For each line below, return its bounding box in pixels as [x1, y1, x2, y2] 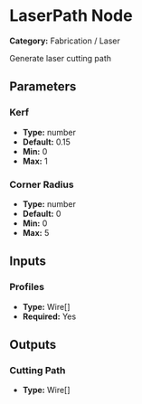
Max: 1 [22, 155, 48, 166]
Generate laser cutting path [9, 52, 111, 63]
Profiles [9, 281, 45, 294]
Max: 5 [22, 227, 50, 238]
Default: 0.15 [22, 136, 71, 147]
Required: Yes [22, 311, 77, 322]
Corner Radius [9, 178, 74, 191]
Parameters [9, 79, 77, 95]
